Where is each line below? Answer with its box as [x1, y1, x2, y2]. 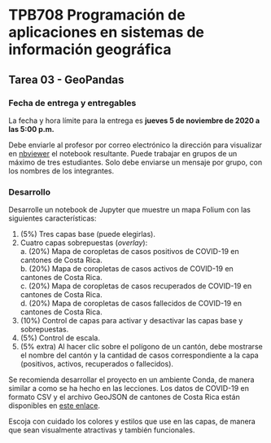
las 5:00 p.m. [8, 124, 55, 134]
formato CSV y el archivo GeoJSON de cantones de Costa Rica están [8, 393, 240, 402]
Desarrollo [8, 186, 51, 197]
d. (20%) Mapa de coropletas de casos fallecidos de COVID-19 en [20, 299, 243, 309]
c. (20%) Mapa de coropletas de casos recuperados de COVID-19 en [20, 281, 252, 291]
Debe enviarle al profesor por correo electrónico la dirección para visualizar [8, 140, 263, 150]
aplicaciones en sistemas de [8, 23, 205, 42]
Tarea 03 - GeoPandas [8, 72, 125, 86]
